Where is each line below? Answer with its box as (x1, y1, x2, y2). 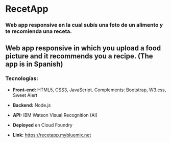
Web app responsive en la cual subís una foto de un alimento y (5, 22, 163, 29)
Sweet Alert (12, 92, 38, 98)
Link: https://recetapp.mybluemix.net (12, 132, 91, 138)
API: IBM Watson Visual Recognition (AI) (12, 112, 98, 118)
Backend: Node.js (12, 102, 51, 108)
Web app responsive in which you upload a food (5, 44, 161, 52)
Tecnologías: (5, 75, 38, 82)
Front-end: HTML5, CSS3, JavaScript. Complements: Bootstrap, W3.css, (12, 87, 166, 93)
